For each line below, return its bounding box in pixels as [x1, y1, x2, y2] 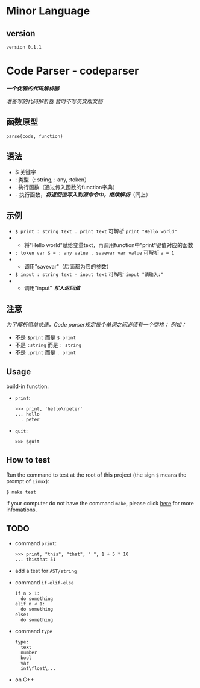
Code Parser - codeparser [6, 64, 139, 78]
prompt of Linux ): [6, 477, 49, 484]
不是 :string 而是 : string [14, 342, 82, 349]
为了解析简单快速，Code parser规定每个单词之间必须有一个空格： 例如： [6, 321, 187, 328]
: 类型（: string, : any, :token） [14, 176, 90, 183]
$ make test [6, 489, 36, 495]
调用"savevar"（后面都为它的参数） [23, 263, 113, 271]
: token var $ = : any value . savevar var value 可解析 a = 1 [14, 249, 175, 257]
